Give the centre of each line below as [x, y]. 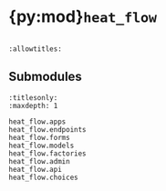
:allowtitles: [36, 49]
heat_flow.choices [43, 177]
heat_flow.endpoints [48, 129]
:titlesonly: [33, 97]
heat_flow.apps [37, 121]
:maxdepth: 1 [33, 106]
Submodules [46, 77]
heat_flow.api [36, 169]
